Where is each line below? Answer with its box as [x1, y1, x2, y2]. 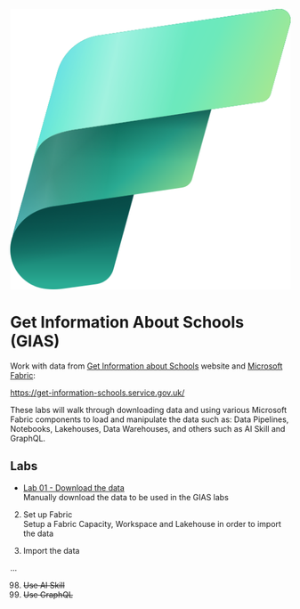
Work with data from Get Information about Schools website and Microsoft [10, 361, 283, 371]
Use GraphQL [22, 589, 74, 600]
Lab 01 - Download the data [22, 482, 126, 493]
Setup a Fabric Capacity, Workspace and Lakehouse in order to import [22, 518, 281, 529]
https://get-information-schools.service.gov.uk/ [10, 387, 185, 398]
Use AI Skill [22, 580, 65, 590]
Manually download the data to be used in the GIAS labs [22, 491, 230, 502]
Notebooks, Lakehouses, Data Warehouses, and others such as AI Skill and [10, 423, 286, 434]
